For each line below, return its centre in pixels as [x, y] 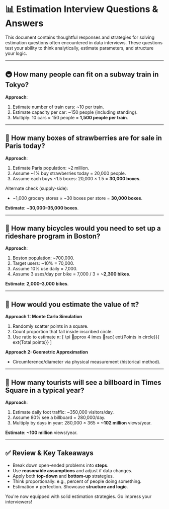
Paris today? [25, 146]
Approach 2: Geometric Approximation [47, 352]
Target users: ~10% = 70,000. [43, 263]
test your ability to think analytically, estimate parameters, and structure [79, 48]
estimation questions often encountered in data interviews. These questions [84, 42]
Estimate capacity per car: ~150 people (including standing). [75, 112]
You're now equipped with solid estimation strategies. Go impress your [78, 496]
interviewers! [19, 501]
